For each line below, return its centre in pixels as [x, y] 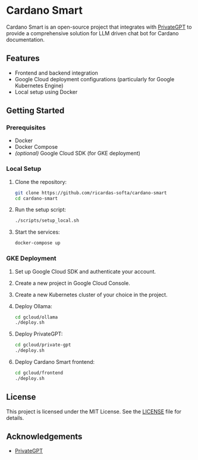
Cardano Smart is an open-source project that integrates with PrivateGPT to [99, 27]
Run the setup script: [40, 210]
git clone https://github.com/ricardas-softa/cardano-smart [91, 193]
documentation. [26, 39]
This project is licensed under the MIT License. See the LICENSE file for [94, 411]
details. [15, 418]
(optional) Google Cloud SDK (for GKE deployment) [78, 154]
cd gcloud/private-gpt [43, 345]
